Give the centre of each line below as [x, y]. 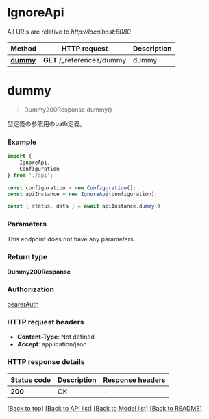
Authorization [31, 289]
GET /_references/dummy [85, 60]
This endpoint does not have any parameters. [71, 239]
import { [20, 156]
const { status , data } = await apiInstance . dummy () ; [86, 206]
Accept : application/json [52, 344]
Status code [31, 380]
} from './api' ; [30, 175]
